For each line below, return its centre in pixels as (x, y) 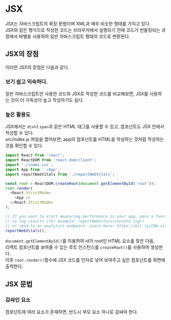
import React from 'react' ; (35, 155)
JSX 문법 (19, 284)
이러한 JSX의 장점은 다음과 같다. (37, 67)
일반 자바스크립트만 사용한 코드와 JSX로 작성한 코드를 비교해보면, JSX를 (77, 94)
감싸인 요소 (18, 300)
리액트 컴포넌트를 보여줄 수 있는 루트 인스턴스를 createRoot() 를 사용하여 (77, 247)
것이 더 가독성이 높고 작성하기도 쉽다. (47, 100)
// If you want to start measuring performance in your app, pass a (79, 216)
